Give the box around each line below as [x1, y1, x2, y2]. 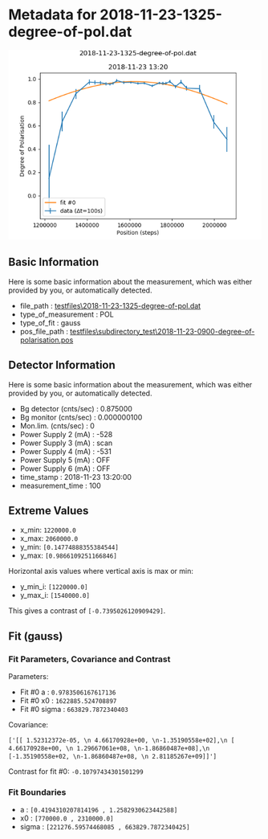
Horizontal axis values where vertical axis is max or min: [8, 567, 194, 576]
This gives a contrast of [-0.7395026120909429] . [8, 606, 166, 616]
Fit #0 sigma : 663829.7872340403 [19, 705, 128, 714]
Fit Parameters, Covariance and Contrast [8, 653, 171, 665]
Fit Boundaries [8, 786, 67, 797]
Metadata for [8, 6, 97, 24]
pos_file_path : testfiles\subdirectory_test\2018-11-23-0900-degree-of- [19, 326, 255, 336]
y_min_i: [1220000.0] [19, 582, 88, 591]
